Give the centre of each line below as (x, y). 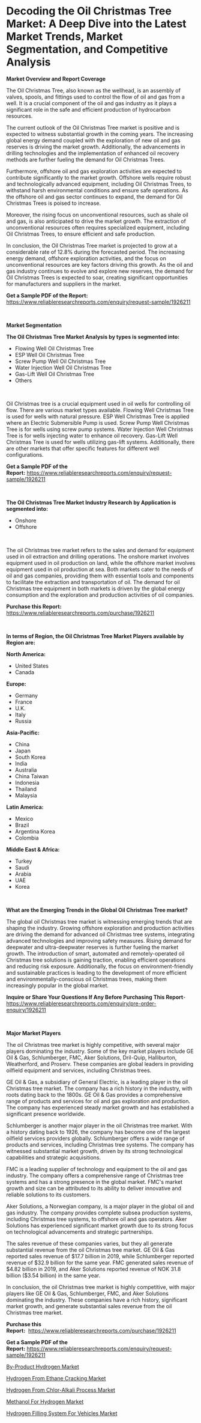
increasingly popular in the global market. (58, 985)
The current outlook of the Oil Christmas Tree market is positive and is (93, 127)
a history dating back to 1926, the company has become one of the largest (98, 1132)
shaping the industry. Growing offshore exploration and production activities (100, 928)
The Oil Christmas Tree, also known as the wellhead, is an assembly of (94, 90)
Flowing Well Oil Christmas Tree (54, 348)
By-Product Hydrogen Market (43, 1367)
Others (23, 380)
